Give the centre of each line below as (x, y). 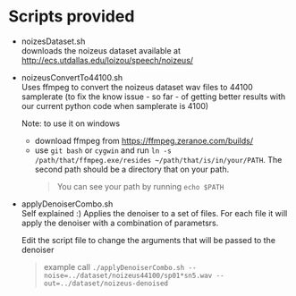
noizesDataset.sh (53, 41)
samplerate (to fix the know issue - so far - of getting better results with (153, 97)
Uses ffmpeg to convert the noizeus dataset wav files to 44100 (137, 87)
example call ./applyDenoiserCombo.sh (114, 266)
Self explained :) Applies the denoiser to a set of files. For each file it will (154, 213)
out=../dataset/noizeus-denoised (106, 283)
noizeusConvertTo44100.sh (72, 77)
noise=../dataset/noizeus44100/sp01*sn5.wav (128, 275)
